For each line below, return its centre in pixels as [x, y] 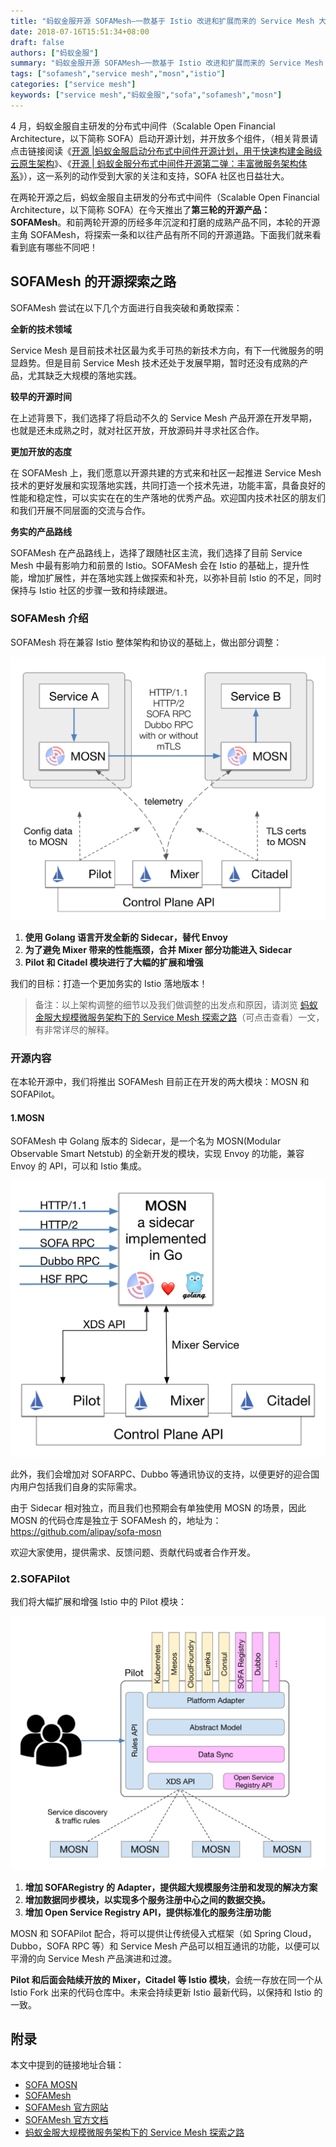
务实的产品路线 [41, 531]
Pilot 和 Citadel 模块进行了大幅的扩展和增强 [114, 962]
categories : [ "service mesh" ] [73, 85]
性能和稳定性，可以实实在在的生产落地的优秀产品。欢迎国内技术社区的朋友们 [168, 497]
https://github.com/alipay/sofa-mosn [86, 1531]
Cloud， [300, 1933]
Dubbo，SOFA [40, 1946]
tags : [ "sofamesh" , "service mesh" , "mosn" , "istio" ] [118, 74]
